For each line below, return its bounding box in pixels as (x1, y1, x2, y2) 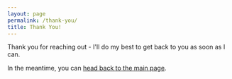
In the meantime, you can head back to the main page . (7, 64, 167, 73)
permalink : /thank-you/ (7, 17, 78, 24)
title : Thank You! (7, 23, 62, 30)
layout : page (7, 10, 46, 18)
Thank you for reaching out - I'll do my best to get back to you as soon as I (7, 43, 226, 51)
